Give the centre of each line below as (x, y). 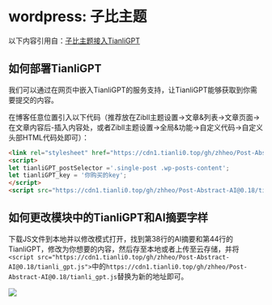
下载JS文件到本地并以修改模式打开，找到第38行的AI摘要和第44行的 (121, 238)
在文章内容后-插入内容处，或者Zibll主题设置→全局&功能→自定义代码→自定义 (136, 127)
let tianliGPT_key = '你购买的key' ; (68, 175)
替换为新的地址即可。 (153, 276)
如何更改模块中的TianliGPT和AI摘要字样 (108, 218)
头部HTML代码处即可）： (49, 137)
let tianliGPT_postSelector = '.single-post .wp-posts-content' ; (119, 168)
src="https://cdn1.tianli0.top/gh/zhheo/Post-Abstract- (134, 257)
